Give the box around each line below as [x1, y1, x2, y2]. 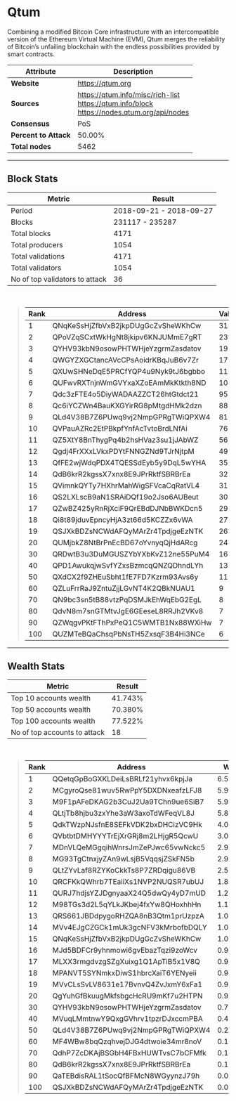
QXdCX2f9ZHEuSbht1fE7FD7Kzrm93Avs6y [52, 572, 199, 582]
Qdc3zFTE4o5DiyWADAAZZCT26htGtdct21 [52, 389, 199, 399]
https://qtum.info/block [77, 98, 154, 108]
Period [11, 205, 33, 215]
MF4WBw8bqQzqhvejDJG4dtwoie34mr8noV [52, 1036, 202, 1046]
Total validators [11, 263, 62, 273]
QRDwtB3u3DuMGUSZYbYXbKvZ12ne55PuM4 [52, 549, 210, 559]
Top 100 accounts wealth [11, 716, 96, 726]
